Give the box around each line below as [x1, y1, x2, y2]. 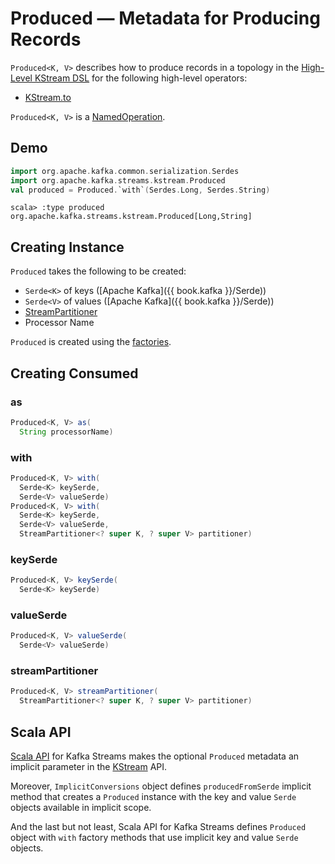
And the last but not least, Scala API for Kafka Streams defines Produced [10, 821, 307, 832]
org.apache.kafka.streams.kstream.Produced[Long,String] [10, 212, 253, 222]
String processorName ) [19, 427, 114, 437]
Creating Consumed [10, 365, 139, 382]
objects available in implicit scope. [10, 802, 152, 813]
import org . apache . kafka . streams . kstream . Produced [10, 175, 226, 186]
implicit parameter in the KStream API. [10, 761, 168, 772]
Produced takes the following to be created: [10, 265, 187, 277]
